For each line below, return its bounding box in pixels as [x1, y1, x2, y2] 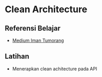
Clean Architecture [5, 4, 88, 15]
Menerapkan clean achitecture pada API [12, 65, 97, 72]
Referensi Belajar [5, 24, 61, 33]
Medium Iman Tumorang [12, 37, 65, 43]
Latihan [5, 52, 29, 61]
